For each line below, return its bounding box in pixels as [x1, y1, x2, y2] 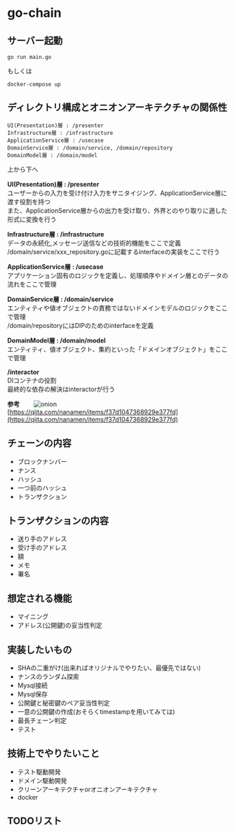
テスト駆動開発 [17, 767, 61, 776]
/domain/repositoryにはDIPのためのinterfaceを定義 [7, 321, 154, 329]
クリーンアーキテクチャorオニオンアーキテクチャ [17, 785, 158, 793]
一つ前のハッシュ [17, 483, 67, 492]
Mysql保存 [17, 690, 48, 699]
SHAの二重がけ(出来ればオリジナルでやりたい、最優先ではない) [17, 663, 201, 672]
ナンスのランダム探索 [17, 673, 79, 681]
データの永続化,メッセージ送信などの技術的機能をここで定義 [7, 239, 181, 247]
